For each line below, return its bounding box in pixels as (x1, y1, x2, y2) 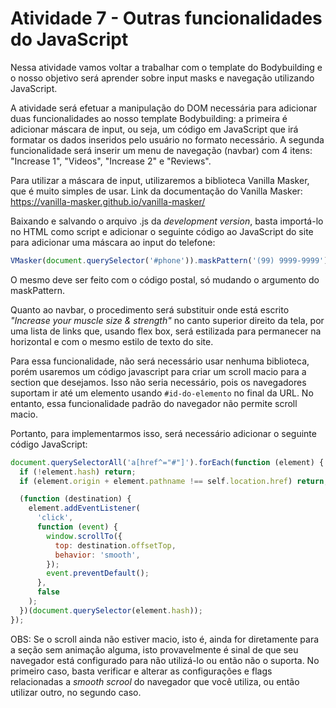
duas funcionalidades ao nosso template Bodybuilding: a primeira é (10, 112, 288, 124)
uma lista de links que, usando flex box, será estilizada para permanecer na (10, 325, 322, 337)
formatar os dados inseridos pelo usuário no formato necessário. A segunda (10, 133, 325, 146)
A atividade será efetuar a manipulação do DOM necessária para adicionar (10, 102, 318, 114)
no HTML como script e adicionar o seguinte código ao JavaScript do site (10, 225, 314, 237)
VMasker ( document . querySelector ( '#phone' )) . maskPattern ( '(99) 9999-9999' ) (10, 255, 329, 266)
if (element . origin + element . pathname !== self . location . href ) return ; (19, 476, 329, 486)
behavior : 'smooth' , (54, 550, 141, 560)
